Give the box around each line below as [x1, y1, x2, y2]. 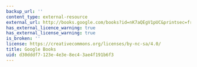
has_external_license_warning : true [6, 30, 96, 36]
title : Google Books [6, 47, 57, 52]
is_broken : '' [6, 36, 41, 41]
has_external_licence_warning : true [6, 24, 96, 31]
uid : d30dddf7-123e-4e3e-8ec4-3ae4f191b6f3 [6, 52, 114, 58]
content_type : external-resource [6, 14, 88, 20]
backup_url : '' [6, 8, 43, 15]
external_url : [6, 19, 41, 25]
